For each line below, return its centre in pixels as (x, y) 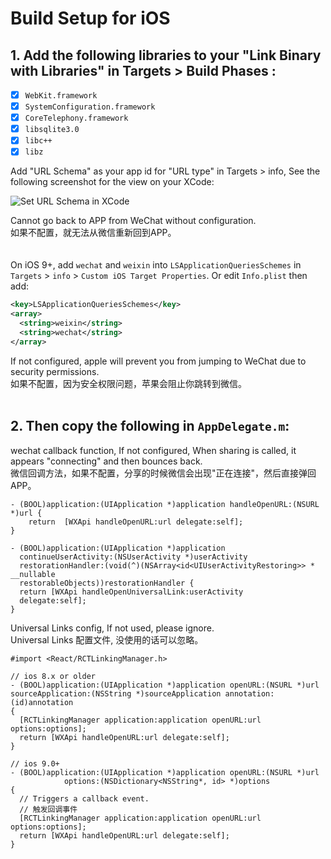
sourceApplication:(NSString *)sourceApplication (116, 693)
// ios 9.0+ (35, 763)
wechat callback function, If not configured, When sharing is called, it (153, 450)
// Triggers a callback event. (84, 798)
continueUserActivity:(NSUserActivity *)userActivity (133, 557)
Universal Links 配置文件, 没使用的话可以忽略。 (107, 639)
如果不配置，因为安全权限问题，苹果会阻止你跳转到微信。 (128, 383)
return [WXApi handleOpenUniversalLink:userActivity (131, 592)
